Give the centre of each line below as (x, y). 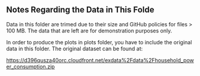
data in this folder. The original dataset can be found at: (75, 48)
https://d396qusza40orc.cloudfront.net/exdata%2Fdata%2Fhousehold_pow (100, 60)
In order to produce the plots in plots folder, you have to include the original (99, 42)
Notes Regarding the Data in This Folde (80, 10)
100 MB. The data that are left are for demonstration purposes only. (89, 31)
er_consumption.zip (31, 66)
